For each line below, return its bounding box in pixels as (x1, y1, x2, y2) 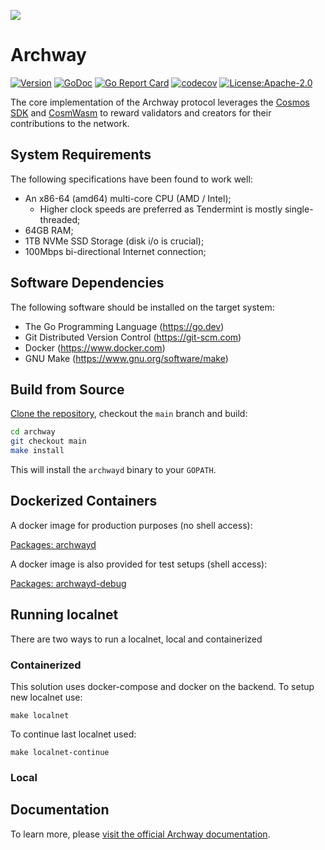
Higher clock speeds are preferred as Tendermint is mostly (39, 203, 283, 215)
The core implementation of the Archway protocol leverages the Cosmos (10, 96, 310, 108)
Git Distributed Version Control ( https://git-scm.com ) (24, 331, 242, 343)
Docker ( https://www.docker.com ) (24, 341, 166, 354)
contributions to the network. (10, 117, 130, 129)
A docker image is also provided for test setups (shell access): (10, 558, 268, 570)
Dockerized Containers (10, 493, 158, 510)
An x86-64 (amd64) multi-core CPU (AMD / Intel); (24, 192, 232, 204)
